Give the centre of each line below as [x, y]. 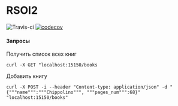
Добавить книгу [27, 76]
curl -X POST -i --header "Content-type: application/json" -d [87, 87]
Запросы [18, 41]
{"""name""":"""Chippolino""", [45, 93]
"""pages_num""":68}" [114, 93]
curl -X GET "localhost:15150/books [52, 65]
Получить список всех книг [41, 54]
